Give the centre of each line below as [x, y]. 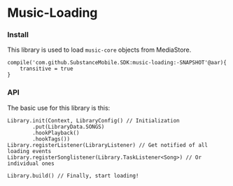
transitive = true [47, 69]
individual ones [31, 163]
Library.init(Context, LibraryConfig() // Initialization [93, 120]
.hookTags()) [51, 139]
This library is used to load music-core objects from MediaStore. [99, 50]
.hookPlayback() [56, 133]
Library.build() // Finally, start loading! [73, 176]
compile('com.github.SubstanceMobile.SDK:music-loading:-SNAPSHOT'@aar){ [117, 63]
